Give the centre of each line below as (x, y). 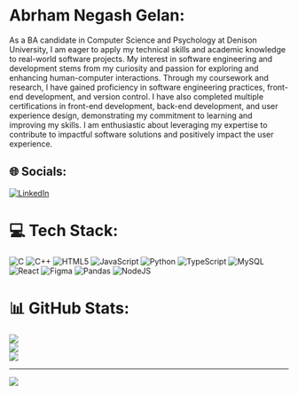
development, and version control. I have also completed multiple (145, 96)
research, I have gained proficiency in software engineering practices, (137, 87)
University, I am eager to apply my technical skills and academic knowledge (148, 49)
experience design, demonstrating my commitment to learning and (131, 115)
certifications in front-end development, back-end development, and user (144, 106)
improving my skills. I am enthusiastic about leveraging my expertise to (138, 124)
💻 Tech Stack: (64, 230)
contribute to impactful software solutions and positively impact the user (141, 134)
